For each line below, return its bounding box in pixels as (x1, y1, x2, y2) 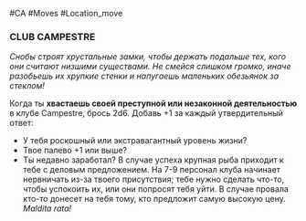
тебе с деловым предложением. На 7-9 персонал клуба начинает (22, 164, 281, 175)
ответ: (9, 118, 34, 129)
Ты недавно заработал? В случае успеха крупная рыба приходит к (22, 154, 285, 165)
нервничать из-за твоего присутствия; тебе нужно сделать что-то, (22, 174, 285, 185)
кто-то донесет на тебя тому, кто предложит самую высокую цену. (22, 194, 286, 205)
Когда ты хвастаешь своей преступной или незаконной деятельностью (9, 98, 298, 109)
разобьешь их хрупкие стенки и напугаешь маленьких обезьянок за (9, 70, 280, 81)
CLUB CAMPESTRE (9, 30, 96, 43)
